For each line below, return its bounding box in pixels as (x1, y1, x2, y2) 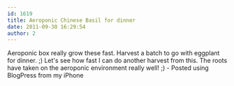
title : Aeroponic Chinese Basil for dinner (7, 17, 136, 24)
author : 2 (7, 29, 36, 37)
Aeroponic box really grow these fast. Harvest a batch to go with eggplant (7, 49, 220, 57)
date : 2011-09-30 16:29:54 (7, 23, 86, 30)
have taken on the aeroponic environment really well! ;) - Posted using (7, 64, 210, 72)
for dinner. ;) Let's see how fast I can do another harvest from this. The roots (7, 57, 228, 65)
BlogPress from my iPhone (7, 71, 84, 80)
